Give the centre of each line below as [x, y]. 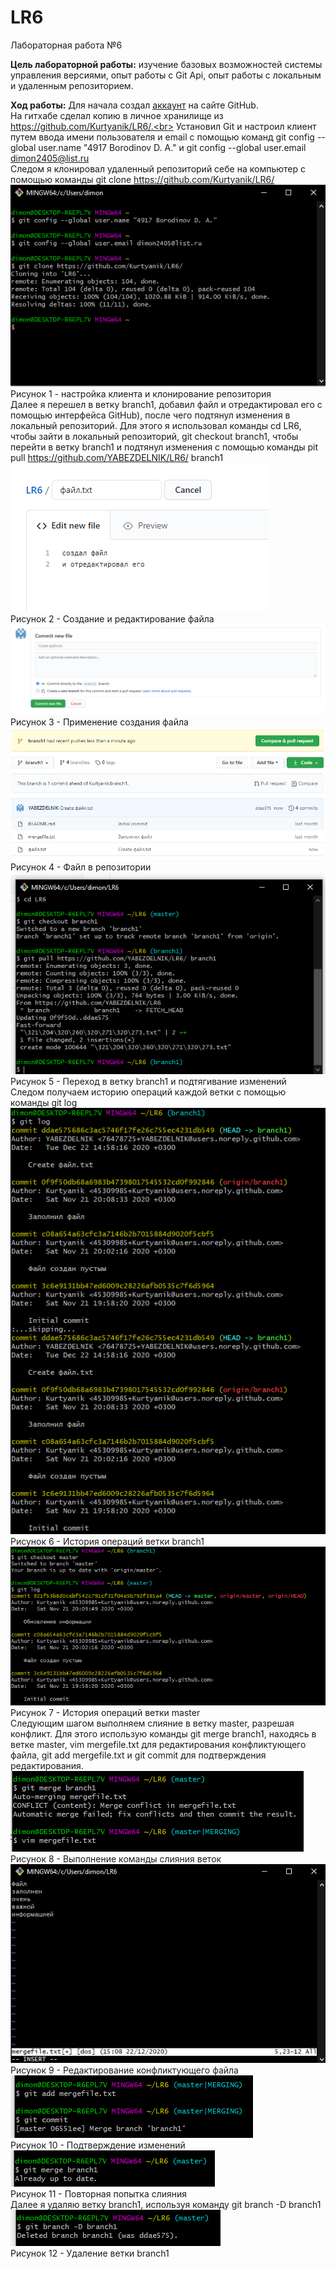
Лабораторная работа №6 [66, 45]
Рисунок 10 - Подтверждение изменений [98, 2145]
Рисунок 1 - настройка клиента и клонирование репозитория [141, 393]
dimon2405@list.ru [50, 158]
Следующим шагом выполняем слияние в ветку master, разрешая [152, 1723]
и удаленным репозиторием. [72, 85]
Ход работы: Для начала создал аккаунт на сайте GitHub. [134, 105]
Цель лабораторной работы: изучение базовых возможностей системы [166, 64]
